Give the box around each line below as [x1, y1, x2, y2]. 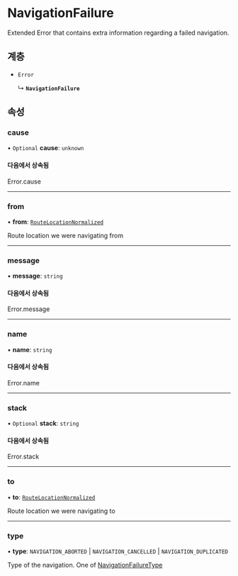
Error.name [7, 378, 40, 387]
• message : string [7, 271, 63, 281]
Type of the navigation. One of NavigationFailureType [7, 561, 163, 570]
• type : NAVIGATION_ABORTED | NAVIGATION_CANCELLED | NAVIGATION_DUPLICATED [7, 547, 229, 555]
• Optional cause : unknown [7, 144, 84, 152]
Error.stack [7, 452, 40, 461]
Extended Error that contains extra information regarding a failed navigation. [7, 28, 229, 37]
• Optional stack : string [7, 419, 79, 428]
